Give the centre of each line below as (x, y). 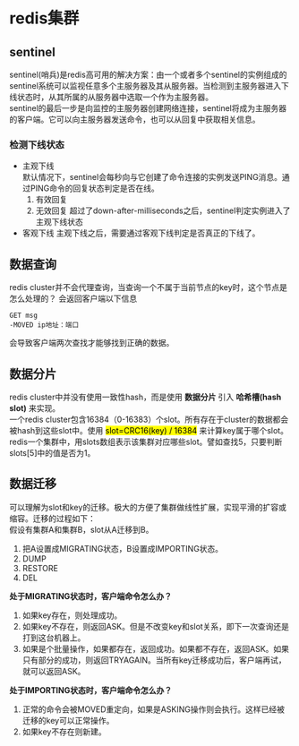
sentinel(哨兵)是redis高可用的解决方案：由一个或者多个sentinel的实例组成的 (149, 74)
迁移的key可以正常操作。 (68, 720)
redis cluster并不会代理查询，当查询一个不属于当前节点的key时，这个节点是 (149, 287)
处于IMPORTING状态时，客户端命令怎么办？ (91, 690)
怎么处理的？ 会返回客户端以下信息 (73, 299)
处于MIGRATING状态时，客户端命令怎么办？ (91, 596)
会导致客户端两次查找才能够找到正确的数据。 (92, 343)
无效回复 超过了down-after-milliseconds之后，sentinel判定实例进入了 (163, 210)
